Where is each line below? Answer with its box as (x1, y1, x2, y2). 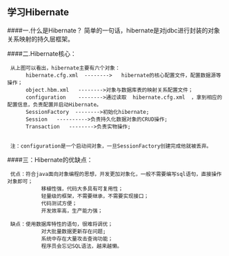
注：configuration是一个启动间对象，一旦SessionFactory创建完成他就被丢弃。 (10, 142, 212, 150)
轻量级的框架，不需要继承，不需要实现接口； (41, 193, 150, 199)
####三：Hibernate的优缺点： (7, 155, 93, 164)
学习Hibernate (7, 6, 70, 19)
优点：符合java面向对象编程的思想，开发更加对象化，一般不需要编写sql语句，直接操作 (10, 170, 222, 177)
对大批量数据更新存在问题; (41, 228, 106, 235)
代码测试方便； (41, 199, 77, 207)
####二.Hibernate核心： (7, 49, 77, 57)
